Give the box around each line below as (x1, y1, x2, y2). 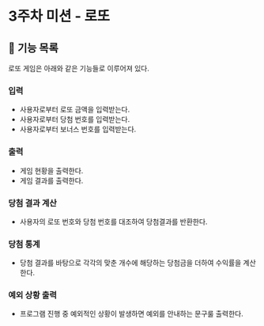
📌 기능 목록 (8, 41, 59, 55)
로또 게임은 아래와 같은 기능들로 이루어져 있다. (8, 64, 150, 73)
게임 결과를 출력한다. (19, 176, 84, 185)
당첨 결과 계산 (8, 197, 58, 208)
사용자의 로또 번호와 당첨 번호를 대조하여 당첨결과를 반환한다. (19, 217, 208, 226)
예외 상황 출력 (8, 290, 58, 301)
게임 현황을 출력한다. (19, 165, 84, 175)
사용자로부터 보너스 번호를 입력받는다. (19, 124, 137, 135)
